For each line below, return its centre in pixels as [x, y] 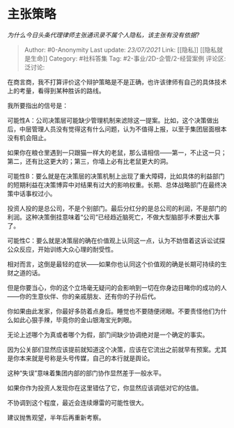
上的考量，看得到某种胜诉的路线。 [56, 91]
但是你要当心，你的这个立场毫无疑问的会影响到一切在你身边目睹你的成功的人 [117, 287]
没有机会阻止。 [29, 137]
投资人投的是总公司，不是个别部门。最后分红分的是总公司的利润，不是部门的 [117, 208]
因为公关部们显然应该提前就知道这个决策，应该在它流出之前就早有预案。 [111, 349]
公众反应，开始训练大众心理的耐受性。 [62, 249]
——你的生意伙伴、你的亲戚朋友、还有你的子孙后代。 [84, 296]
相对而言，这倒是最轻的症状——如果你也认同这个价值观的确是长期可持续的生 [117, 264]
